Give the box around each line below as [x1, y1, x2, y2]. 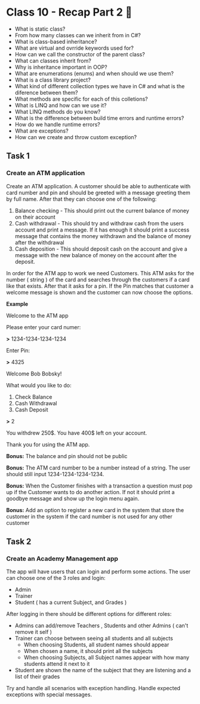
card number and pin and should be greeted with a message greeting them [6, 189, 190, 196]
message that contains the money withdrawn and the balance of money [14, 232, 192, 239]
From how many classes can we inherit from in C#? [14, 31, 141, 38]
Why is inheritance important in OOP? [14, 63, 107, 71]
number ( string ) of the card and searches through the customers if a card [6, 276, 190, 283]
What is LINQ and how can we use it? [14, 101, 107, 109]
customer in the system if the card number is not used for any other [6, 513, 173, 520]
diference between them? [14, 89, 78, 96]
